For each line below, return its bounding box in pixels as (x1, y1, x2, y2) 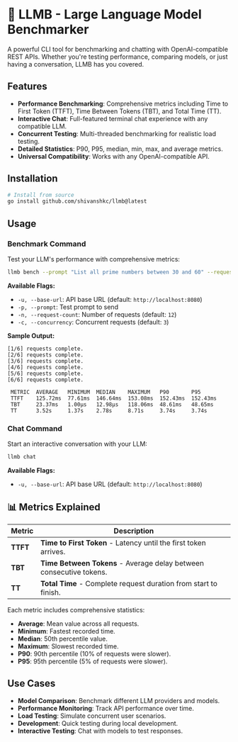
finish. (40, 588, 61, 597)
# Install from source (7, 191, 74, 198)
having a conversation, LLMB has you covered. (7, 60, 144, 68)
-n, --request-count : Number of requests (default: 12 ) (17, 310, 177, 318)
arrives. (40, 546, 66, 556)
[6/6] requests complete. (7, 376, 84, 383)
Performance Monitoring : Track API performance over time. (17, 704, 195, 712)
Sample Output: (7, 331, 55, 339)
